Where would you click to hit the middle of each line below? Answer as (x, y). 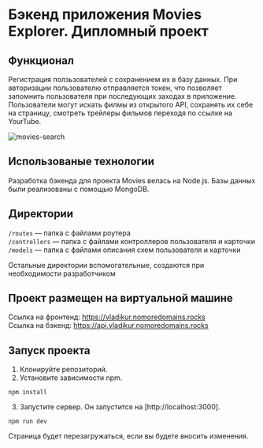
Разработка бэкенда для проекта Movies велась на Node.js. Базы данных (132, 180)
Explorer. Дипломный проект (108, 31)
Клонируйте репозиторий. (63, 370)
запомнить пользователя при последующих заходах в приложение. (122, 96)
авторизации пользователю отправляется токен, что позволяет (115, 88)
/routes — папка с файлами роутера (70, 233)
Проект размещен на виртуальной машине (121, 298)
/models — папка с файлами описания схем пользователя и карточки (124, 250)
